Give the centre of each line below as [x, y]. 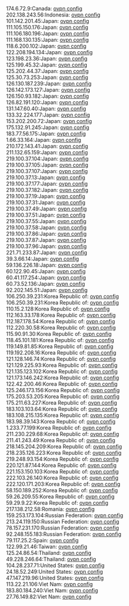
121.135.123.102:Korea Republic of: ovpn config [62, 371]
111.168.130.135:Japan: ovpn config [47, 40]
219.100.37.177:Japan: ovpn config [47, 184]
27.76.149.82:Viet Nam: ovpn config [49, 597]
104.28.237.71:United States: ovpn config [55, 565]
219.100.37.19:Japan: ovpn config [46, 196]
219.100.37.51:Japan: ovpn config [46, 215]
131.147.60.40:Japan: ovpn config [46, 109]
